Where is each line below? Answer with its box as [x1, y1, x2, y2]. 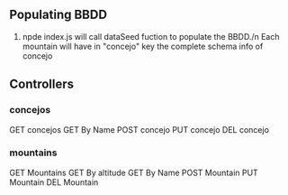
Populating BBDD [9, 7, 108, 23]
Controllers [9, 77, 75, 92]
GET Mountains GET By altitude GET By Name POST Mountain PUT [9, 167, 258, 178]
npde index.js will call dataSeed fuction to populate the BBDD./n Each [22, 31, 280, 42]
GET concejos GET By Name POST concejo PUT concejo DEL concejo [9, 124, 270, 135]
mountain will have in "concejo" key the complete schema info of [22, 41, 264, 51]
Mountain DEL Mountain [9, 176, 99, 188]
